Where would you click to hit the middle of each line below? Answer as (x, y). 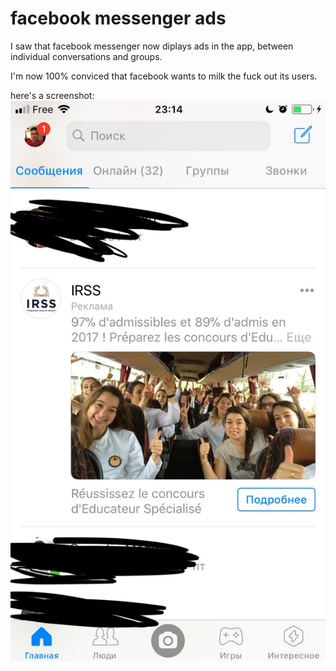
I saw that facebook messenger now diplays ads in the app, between (152, 46)
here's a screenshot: (52, 95)
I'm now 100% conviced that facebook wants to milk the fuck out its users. (164, 76)
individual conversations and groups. (86, 56)
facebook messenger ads (118, 18)
